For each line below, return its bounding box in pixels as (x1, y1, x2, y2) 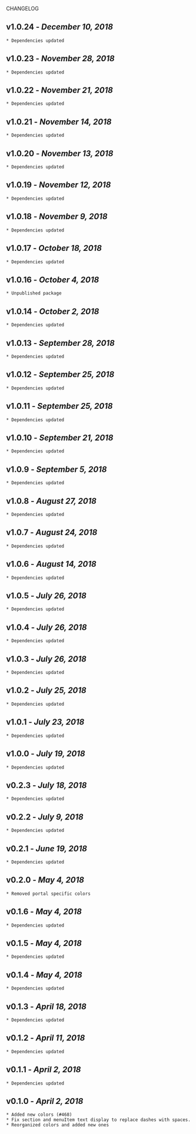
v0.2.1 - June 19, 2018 (6, 844, 87, 854)
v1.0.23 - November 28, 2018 (6, 54, 115, 64)
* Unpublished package (6, 290, 62, 296)
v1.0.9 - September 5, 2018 (6, 464, 107, 474)
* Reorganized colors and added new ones (6, 1122, 109, 1128)
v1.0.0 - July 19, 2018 (6, 749, 85, 759)
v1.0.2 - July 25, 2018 (6, 686, 87, 696)
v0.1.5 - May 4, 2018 (6, 938, 82, 948)
